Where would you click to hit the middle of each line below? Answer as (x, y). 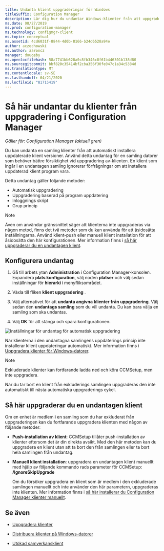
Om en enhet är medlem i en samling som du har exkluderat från (70, 417)
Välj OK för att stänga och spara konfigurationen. (61, 322)
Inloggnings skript (30, 200)
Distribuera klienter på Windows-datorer (53, 534)
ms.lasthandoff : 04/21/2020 (34, 78)
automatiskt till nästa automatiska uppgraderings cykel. (61, 390)
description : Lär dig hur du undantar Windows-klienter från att (73, 19)
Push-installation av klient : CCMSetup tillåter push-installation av (79, 437)
